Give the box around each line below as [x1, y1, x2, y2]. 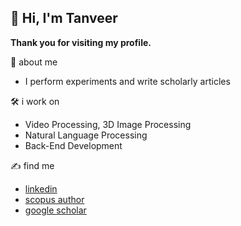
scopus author [24, 193, 85, 205]
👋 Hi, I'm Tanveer [10, 10, 118, 27]
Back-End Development [24, 139, 123, 151]
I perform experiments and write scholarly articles [24, 75, 231, 87]
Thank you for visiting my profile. [10, 36, 152, 48]
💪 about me [10, 56, 58, 68]
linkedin [24, 182, 58, 195]
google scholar [24, 204, 87, 216]
